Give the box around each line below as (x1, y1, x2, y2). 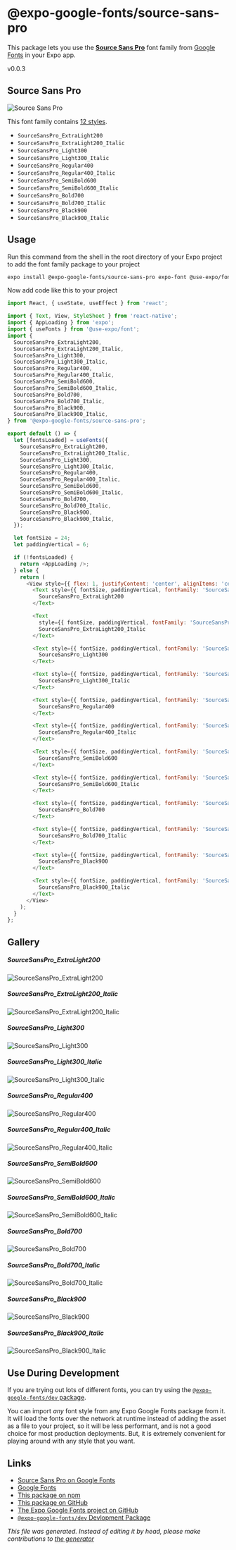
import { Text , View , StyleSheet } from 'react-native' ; (7, 312, 178, 320)
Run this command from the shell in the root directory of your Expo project (7, 252, 223, 261)
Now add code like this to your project (7, 286, 118, 295)
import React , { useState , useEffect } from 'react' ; (7, 300, 169, 307)
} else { (13, 567, 39, 574)
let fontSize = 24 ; (13, 534, 71, 542)
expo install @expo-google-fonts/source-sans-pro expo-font (7, 273, 188, 281)
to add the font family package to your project (7, 259, 140, 269)
